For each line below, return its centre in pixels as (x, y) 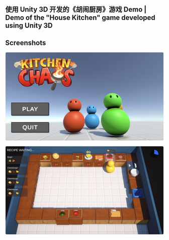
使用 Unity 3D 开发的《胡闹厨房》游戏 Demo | (76, 10)
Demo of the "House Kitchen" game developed (80, 18)
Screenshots (26, 43)
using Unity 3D (29, 25)
